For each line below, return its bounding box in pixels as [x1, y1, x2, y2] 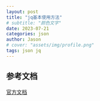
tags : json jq [6, 48, 42, 54]
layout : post [6, 8, 39, 15]
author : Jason [6, 36, 42, 42]
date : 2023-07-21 [6, 25, 49, 32]
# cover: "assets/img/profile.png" [6, 42, 95, 48]
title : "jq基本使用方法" [6, 14, 62, 20]
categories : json [6, 31, 49, 37]
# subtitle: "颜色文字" [6, 20, 61, 26]
